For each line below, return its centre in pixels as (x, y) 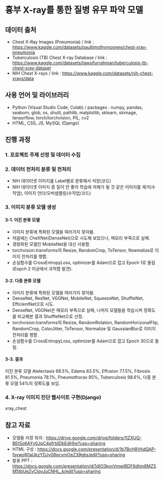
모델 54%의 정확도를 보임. (35, 383)
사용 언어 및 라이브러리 (37, 95)
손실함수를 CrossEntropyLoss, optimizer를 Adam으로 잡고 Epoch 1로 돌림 (84, 262)
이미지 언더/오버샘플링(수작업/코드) (58, 193)
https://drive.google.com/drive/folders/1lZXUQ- (94, 438)
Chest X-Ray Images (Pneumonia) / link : (53, 42)
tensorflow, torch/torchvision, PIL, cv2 (50, 118)
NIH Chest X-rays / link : (36, 73)
